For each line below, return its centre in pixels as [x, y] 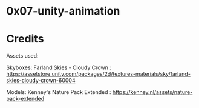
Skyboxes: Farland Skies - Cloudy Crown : [59, 67]
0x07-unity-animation [63, 11]
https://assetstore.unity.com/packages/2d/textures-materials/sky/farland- [98, 74]
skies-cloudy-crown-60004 [41, 81]
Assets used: [22, 56]
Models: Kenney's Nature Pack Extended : [59, 92]
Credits [25, 39]
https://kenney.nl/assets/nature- [152, 92]
